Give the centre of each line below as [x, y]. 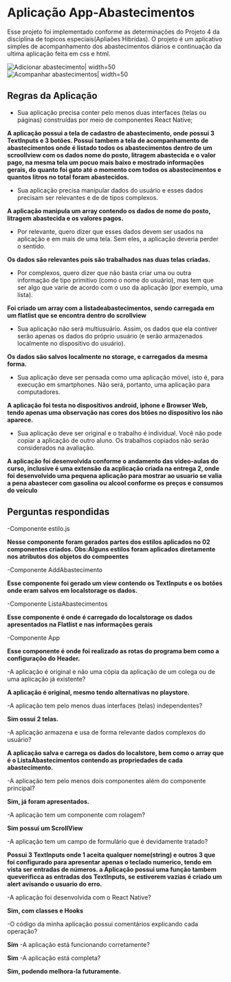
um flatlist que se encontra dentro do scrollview [77, 315]
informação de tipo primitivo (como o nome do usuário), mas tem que [115, 280]
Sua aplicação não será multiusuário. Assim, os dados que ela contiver [117, 329]
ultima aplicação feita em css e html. [59, 54]
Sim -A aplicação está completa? [54, 958]
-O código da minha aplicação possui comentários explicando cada [103, 924]
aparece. [20, 419]
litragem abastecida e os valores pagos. [65, 218]
